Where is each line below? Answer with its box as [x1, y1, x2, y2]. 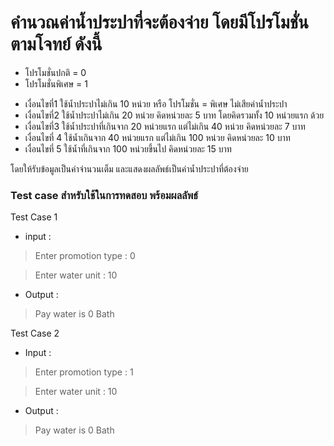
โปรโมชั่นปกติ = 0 [24, 66, 87, 78]
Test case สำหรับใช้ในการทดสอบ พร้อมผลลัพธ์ [10, 188, 198, 202]
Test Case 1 [10, 211, 58, 223]
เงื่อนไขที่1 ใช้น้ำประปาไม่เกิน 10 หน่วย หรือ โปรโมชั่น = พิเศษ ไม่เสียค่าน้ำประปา [24, 97, 288, 110]
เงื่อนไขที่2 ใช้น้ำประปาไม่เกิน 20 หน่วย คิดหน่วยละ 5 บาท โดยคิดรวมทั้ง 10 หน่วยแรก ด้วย [24, 109, 325, 121]
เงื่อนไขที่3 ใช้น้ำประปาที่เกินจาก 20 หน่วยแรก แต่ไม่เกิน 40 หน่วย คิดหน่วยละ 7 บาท [24, 120, 306, 132]
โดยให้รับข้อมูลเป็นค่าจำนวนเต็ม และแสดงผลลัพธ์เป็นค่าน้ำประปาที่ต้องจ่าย [10, 162, 249, 175]
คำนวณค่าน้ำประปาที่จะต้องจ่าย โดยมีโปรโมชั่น [10, 11, 309, 34]
